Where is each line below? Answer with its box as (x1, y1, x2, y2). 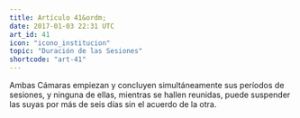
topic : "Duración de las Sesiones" (9, 47, 143, 56)
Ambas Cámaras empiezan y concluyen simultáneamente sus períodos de (9, 80, 285, 90)
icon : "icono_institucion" (9, 38, 111, 48)
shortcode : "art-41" (9, 55, 87, 64)
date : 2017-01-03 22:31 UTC (9, 22, 115, 31)
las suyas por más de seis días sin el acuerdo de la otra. (9, 99, 217, 109)
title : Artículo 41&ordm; (9, 13, 106, 23)
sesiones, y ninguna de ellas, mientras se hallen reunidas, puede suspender (9, 89, 291, 100)
